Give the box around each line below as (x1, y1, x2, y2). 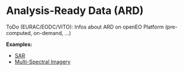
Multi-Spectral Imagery (14, 58, 71, 65)
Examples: (6, 41, 32, 48)
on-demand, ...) (33, 29, 72, 36)
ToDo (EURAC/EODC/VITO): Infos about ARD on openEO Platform (6, 23, 164, 30)
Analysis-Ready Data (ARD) (6, 4, 144, 17)
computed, (6, 29, 32, 36)
